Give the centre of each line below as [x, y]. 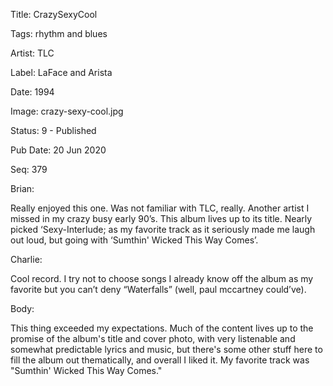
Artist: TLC [32, 53]
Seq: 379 [29, 169]
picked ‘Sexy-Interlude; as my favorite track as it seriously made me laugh [163, 229]
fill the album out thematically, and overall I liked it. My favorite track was [160, 360]
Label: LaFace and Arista [61, 72]
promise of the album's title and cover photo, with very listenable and [153, 338]
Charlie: [26, 259]
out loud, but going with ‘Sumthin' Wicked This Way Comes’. [134, 240]
